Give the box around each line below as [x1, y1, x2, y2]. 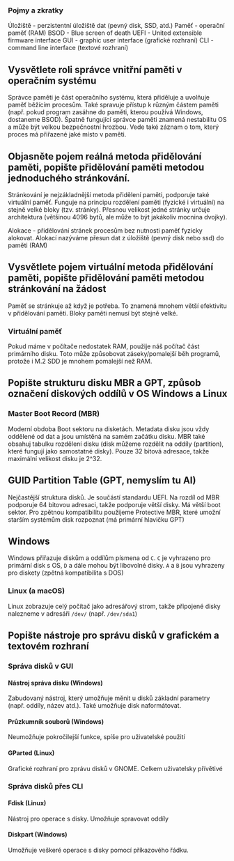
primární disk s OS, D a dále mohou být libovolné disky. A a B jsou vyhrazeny [8, 561, 225, 570]
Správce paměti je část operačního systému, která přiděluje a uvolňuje [8, 93, 210, 102]
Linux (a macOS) [8, 586, 65, 596]
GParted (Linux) [8, 748, 55, 757]
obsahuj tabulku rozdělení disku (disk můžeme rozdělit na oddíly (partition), [8, 440, 224, 448]
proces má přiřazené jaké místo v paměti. [8, 130, 127, 139]
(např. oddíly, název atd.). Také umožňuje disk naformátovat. [8, 701, 182, 710]
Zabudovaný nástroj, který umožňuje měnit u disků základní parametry [8, 694, 210, 702]
